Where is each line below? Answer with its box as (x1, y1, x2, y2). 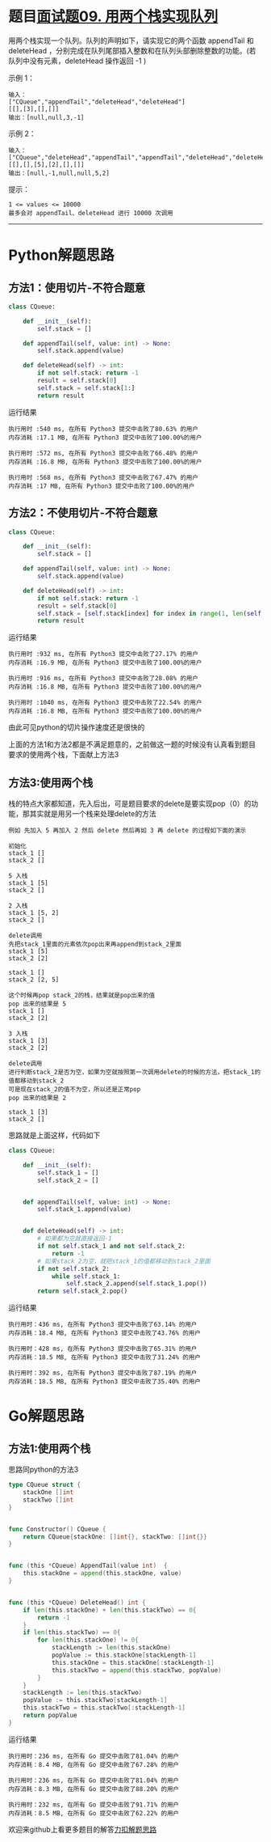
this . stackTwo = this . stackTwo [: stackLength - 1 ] (23, 1704, 186, 1712)
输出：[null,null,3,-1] (8, 113, 85, 121)
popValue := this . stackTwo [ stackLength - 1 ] (23, 1696, 168, 1704)
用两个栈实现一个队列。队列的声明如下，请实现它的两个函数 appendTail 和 (8, 36, 254, 45)
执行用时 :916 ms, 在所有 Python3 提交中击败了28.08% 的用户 (8, 675, 199, 683)
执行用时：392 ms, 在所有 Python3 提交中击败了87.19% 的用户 (8, 1369, 198, 1378)
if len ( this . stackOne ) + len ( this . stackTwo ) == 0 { (23, 1606, 197, 1614)
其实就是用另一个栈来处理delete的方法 (29, 809, 156, 819)
